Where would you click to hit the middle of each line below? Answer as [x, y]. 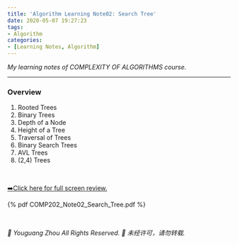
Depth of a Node [42, 123]
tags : [15, 27]
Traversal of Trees [44, 138]
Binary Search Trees [47, 145]
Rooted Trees [37, 108]
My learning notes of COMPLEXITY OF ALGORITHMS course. [97, 67]
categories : [25, 40]
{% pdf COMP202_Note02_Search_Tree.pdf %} [77, 205]
